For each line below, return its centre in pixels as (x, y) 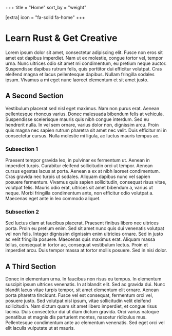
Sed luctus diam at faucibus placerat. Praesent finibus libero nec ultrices (82, 223)
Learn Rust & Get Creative (61, 38)
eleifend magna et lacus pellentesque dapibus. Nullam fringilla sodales (80, 74)
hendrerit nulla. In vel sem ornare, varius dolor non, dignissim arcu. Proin (82, 125)
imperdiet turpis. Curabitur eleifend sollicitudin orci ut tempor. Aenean (79, 166)
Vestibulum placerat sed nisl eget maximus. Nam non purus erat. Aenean (82, 108)
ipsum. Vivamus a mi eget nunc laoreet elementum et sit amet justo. (77, 80)
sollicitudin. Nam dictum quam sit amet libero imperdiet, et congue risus (81, 306)
